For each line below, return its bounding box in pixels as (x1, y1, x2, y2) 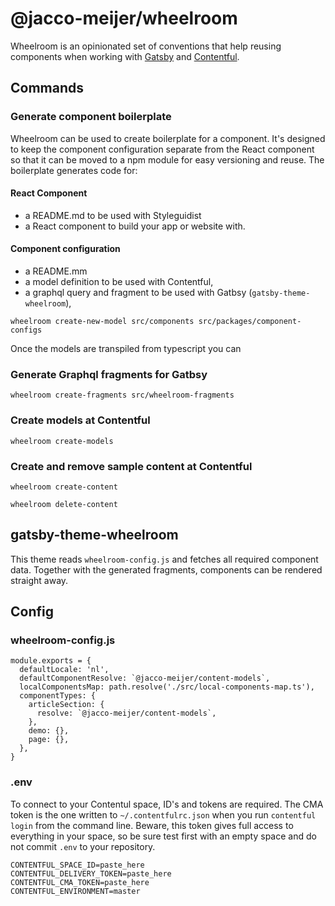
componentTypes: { (19, 691, 97, 701)
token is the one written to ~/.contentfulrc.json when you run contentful (10, 808, 317, 821)
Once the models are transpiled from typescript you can (10, 343, 242, 355)
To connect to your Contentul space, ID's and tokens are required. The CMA (10, 798, 324, 810)
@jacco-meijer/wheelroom (10, 7, 238, 30)
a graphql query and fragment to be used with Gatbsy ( (24, 287, 253, 299)
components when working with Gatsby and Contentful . (10, 50, 240, 62)
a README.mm (24, 265, 88, 277)
